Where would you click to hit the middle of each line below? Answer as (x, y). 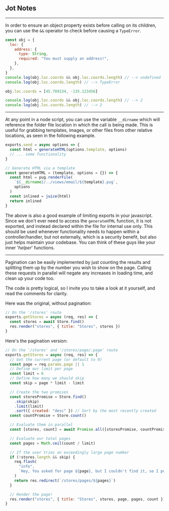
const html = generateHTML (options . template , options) (68, 150)
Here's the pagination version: (36, 341)
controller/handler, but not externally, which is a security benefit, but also (81, 237)
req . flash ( (26, 462)
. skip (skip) (27, 401)
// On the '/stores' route (33, 312)
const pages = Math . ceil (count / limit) (53, 443)
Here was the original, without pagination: (49, 303)
